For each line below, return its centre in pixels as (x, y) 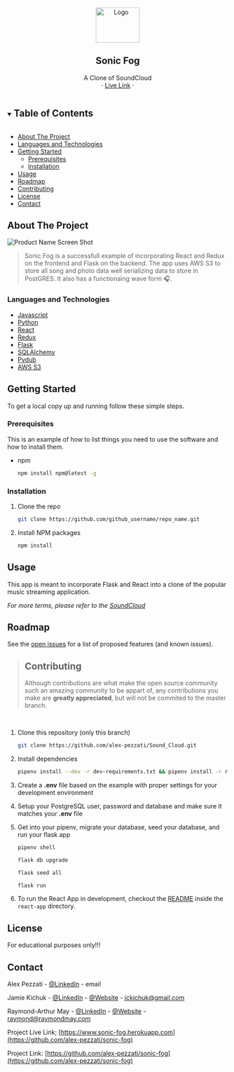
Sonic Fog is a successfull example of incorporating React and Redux (124, 256)
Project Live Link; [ (34, 1032)
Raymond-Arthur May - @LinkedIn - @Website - (77, 1011)
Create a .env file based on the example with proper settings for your (117, 785)
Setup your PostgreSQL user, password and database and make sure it (119, 806)
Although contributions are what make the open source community (121, 683)
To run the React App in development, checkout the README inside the (120, 899)
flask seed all (40, 873)
